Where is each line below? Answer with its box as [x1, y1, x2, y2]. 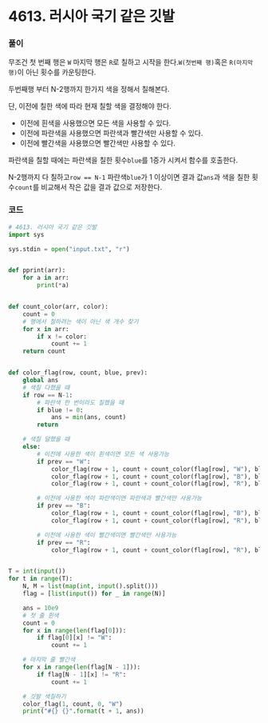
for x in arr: [22, 325, 69, 333]
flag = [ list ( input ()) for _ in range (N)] [22, 589, 166, 598]
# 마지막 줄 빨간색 [22, 656, 76, 664]
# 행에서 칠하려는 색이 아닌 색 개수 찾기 [22, 318, 139, 326]
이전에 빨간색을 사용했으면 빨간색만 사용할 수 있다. [19, 138, 175, 148]
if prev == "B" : [37, 501, 91, 510]
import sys [8, 230, 45, 238]
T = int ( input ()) [8, 567, 66, 576]
